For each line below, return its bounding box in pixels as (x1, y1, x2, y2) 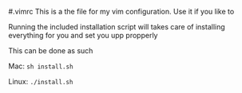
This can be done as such (8, 46, 93, 55)
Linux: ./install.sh (8, 77, 73, 86)
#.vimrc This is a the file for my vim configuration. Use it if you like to (8, 7, 235, 16)
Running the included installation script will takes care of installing (8, 22, 225, 31)
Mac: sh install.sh (8, 61, 73, 71)
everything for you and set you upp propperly (8, 31, 158, 40)
